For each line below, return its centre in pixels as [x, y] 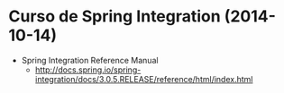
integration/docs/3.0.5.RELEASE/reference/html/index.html [144, 79]
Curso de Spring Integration [115, 17]
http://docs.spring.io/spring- [88, 70]
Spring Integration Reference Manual [90, 60]
